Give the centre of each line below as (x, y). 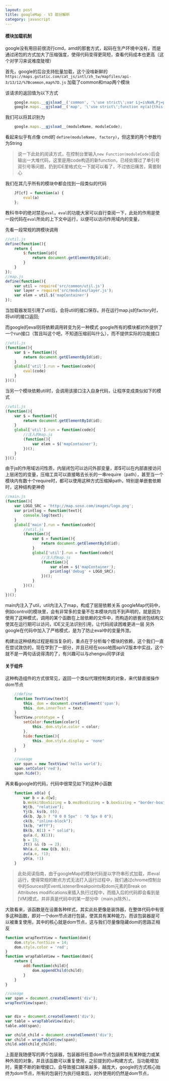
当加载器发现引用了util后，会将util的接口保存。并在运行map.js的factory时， (83, 311)
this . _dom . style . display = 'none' (68, 741)
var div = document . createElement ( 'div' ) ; (50, 1017)
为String (14, 143)
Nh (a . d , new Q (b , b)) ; (47, 849)
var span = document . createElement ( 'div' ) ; (52, 998)
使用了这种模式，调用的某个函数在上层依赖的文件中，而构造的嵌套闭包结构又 (84, 617)
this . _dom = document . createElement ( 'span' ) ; (72, 703)
